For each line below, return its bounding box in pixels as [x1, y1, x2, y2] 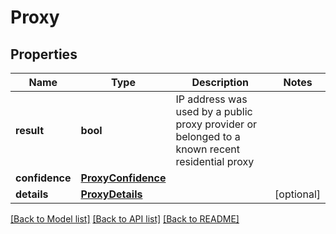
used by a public [175, 105, 253, 118]
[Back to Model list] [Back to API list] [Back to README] [10, 213, 240, 225]
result [15, 124, 45, 137]
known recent [175, 142, 241, 156]
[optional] [274, 187, 321, 201]
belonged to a [175, 130, 241, 143]
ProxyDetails [80, 187, 143, 201]
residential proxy [175, 155, 255, 168]
